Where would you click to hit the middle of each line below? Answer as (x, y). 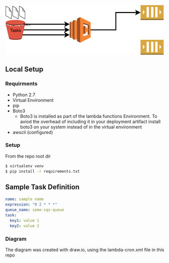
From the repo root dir (28, 156)
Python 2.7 (24, 95)
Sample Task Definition (42, 187)
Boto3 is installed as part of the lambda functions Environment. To (89, 116)
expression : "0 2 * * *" (31, 205)
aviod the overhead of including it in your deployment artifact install (90, 121)
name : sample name (24, 199)
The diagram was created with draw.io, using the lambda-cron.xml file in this (85, 249)
